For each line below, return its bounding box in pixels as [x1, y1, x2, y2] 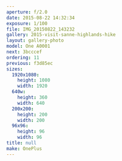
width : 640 [17, 100, 45, 106]
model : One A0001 [6, 43, 51, 50]
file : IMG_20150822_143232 [6, 26, 75, 32]
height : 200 [17, 111, 48, 118]
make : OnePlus [6, 145, 43, 152]
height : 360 [17, 94, 48, 100]
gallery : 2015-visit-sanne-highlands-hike [6, 32, 116, 38]
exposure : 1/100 [6, 20, 48, 26]
